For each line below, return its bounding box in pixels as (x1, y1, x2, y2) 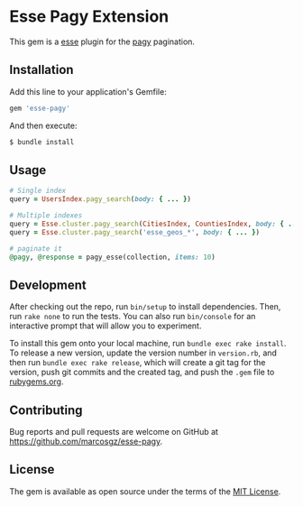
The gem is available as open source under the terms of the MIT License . (9, 485, 281, 497)
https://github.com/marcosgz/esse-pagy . (9, 436, 163, 447)
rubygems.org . (9, 376, 64, 387)
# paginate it (9, 244, 63, 253)
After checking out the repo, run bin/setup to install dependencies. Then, (9, 301, 281, 312)
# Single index (9, 187, 67, 196)
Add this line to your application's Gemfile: (9, 86, 167, 97)
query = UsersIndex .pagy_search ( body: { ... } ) (9, 195, 192, 204)
